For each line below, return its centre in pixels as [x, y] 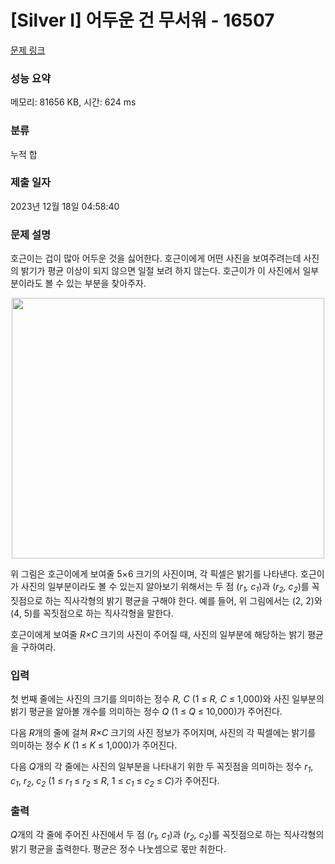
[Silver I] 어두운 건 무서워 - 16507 [142, 20]
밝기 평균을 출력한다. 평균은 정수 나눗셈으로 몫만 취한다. [118, 848]
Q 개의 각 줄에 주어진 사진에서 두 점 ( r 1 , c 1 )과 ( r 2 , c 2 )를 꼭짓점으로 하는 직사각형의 [167, 836]
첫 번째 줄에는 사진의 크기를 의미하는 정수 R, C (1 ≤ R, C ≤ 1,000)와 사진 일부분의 [167, 699]
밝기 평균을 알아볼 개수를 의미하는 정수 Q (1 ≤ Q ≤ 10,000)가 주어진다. [146, 712]
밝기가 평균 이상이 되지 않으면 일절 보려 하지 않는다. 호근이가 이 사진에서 [160, 271]
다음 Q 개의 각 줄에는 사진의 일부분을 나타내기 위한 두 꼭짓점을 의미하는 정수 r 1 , [162, 768]
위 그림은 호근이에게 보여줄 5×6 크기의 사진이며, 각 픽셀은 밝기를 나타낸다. [154, 574]
